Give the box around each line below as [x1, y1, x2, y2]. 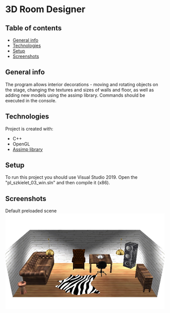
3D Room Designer [5, 4, 86, 15]
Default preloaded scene [5, 208, 57, 214]
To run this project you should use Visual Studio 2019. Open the [5, 174, 138, 180]
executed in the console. [5, 97, 57, 103]
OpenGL [12, 141, 30, 147]
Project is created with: [5, 126, 54, 132]
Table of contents [5, 24, 62, 32]
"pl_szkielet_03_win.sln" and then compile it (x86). [5, 180, 110, 186]
